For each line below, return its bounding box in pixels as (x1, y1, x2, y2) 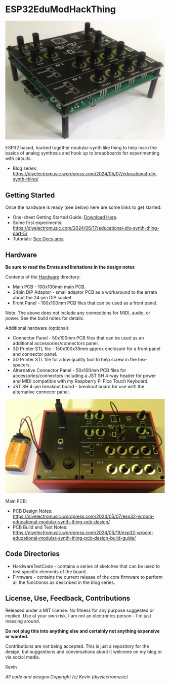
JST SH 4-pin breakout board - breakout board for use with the (12, 383, 145, 389)
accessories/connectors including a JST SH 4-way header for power (12, 372, 156, 379)
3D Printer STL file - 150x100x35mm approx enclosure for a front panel (12, 346, 161, 352)
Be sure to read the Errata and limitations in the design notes (5, 264, 135, 270)
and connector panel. (12, 351, 58, 357)
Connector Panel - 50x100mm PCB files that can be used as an (12, 334, 144, 341)
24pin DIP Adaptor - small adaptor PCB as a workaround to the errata (12, 289, 157, 295)
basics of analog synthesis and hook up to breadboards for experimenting (5, 150, 160, 156)
